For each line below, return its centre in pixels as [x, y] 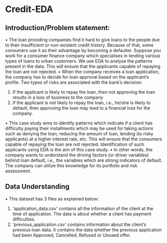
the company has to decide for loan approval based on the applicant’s [77, 77]
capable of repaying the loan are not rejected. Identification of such [75, 144]
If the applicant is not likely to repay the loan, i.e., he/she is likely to [81, 103]
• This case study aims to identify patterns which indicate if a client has [79, 123]
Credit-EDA [29, 9]
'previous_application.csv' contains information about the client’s [79, 224]
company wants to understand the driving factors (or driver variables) [77, 155]
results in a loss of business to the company [58, 97]
